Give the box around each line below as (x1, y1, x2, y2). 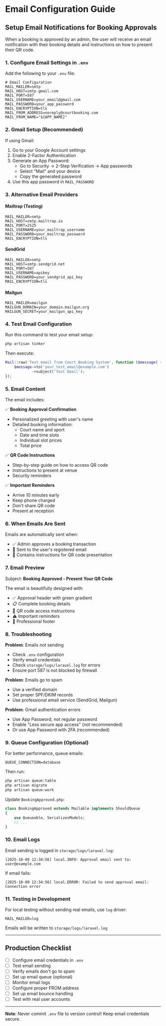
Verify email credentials (12, 656, 61, 662)
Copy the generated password (19, 173, 82, 179)
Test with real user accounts (12, 996, 70, 1002)
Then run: (5, 769, 25, 775)
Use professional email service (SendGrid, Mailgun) (12, 697, 118, 703)
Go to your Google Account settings (12, 147, 85, 153)
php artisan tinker (5, 341, 45, 346)
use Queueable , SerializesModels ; (14, 815, 85, 820)
